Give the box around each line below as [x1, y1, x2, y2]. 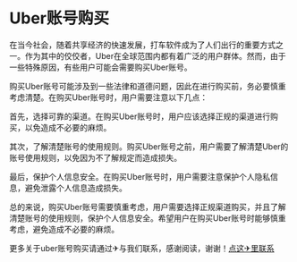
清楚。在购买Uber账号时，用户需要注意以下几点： [24, 91, 208, 103]
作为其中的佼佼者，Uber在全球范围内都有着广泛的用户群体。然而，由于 [24, 50, 286, 61]
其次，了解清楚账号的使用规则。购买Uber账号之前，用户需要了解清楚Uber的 [9, 140, 289, 152]
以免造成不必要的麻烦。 [24, 122, 112, 132]
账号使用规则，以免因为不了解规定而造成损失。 [9, 152, 182, 163]
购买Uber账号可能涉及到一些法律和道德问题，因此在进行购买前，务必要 [9, 80, 271, 91]
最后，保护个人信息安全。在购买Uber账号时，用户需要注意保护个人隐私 [9, 171, 271, 182]
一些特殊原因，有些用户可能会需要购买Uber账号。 [9, 62, 192, 72]
